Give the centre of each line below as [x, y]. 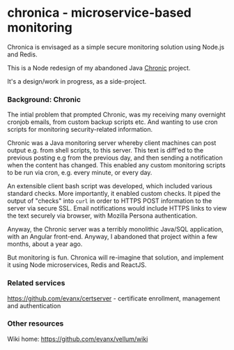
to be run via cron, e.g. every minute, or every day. [80, 173]
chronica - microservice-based [99, 13]
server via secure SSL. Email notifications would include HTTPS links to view [117, 208]
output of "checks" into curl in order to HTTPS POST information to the [110, 201]
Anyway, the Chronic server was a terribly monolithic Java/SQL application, [116, 229]
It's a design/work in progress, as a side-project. [77, 81]
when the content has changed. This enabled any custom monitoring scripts [117, 165]
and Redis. [22, 54]
